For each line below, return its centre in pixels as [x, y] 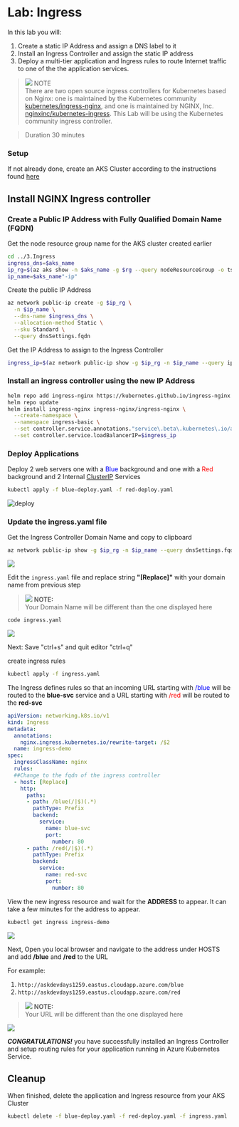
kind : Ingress [28, 722]
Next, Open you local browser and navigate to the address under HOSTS [114, 949]
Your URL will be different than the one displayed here [104, 1014]
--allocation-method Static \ [58, 323]
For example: [27, 970]
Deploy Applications [43, 454]
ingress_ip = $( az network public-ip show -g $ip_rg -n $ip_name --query [116, 363]
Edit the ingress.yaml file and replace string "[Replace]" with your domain [116, 577]
